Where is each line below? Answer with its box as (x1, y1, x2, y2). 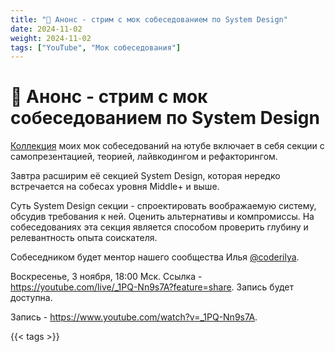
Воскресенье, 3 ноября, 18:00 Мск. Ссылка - (10, 271, 203, 283)
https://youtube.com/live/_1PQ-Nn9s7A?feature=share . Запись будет (10, 281, 294, 293)
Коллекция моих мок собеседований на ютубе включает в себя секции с (10, 140, 325, 152)
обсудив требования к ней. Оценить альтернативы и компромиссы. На (10, 211, 315, 223)
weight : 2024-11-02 (10, 33, 92, 43)
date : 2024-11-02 (10, 24, 83, 34)
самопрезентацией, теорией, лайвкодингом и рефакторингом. (10, 151, 278, 163)
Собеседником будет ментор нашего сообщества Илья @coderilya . (10, 251, 300, 263)
